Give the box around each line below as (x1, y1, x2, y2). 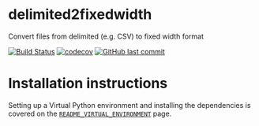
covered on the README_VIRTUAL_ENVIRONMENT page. (8, 109, 172, 118)
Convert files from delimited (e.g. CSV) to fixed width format (8, 31, 204, 41)
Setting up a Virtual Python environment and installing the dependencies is (8, 100, 251, 109)
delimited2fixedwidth (8, 6, 152, 24)
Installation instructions (8, 75, 168, 92)
